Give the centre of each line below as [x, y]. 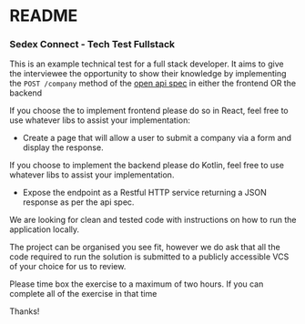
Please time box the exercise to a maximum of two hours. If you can [137, 284]
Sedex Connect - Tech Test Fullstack [92, 45]
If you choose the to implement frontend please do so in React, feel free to [149, 111]
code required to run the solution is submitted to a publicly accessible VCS [149, 257]
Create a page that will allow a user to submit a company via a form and [157, 138]
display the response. [63, 147]
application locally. [45, 229]
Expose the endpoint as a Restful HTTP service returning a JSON [144, 193]
